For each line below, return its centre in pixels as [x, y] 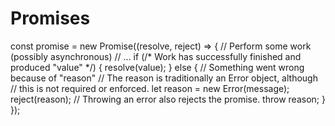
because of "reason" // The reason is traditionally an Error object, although [164, 78]
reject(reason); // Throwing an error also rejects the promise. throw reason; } [168, 99]
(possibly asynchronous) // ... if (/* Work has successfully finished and [156, 56]
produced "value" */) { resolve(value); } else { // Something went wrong [157, 67]
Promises [50, 18]
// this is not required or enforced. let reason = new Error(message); [150, 88]
